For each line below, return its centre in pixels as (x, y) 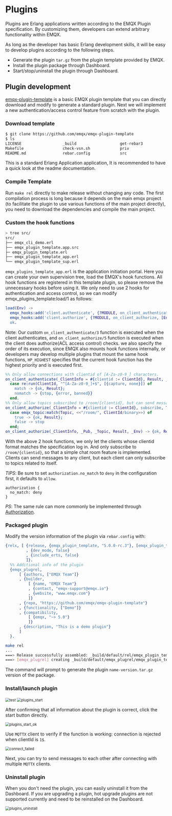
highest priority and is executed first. (44, 365)
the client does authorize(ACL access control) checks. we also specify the (84, 343)
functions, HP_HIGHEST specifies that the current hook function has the (79, 360)
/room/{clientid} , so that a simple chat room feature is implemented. (79, 452)
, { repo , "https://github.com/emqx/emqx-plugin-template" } (83, 603)
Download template (30, 123)
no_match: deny (26, 493)
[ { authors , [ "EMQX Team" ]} (49, 574)
